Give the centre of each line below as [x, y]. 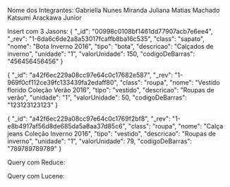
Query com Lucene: [36, 176]
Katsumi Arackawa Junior [45, 18]
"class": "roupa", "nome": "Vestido [170, 83]
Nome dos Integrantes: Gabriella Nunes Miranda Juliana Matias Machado [114, 10]
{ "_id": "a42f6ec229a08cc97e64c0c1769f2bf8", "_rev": [89, 119]
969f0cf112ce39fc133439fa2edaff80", [63, 83]
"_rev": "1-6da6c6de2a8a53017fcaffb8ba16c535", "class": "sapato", [106, 39]
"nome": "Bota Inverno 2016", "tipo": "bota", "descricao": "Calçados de [110, 46]
